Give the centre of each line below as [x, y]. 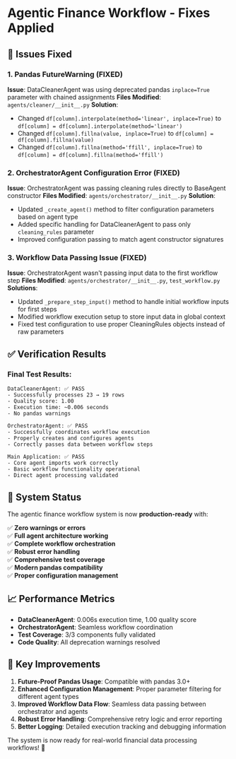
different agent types [48, 696]
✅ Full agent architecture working [58, 536]
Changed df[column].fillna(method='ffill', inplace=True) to [110, 147]
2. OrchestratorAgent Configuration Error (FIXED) [94, 172]
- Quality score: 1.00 [41, 401]
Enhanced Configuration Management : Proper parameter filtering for [119, 689]
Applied [31, 28]
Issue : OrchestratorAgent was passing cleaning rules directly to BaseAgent [117, 188]
